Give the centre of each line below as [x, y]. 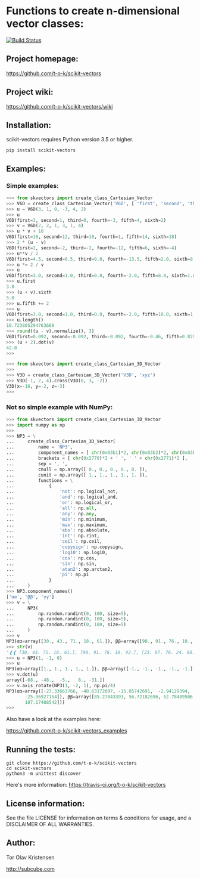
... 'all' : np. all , [51, 508]
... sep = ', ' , [37, 463]
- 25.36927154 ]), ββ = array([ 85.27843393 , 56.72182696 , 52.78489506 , [110, 697]
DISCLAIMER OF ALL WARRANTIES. [50, 824]
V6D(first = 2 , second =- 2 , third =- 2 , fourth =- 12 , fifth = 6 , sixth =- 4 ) [92, 248]
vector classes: [45, 24]
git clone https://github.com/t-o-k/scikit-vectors [71, 763]
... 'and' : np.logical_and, [62, 497]
